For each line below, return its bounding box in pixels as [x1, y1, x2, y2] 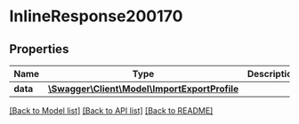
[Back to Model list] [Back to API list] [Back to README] [9, 105, 214, 116]
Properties [9, 42, 69, 57]
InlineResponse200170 [9, 6, 183, 27]
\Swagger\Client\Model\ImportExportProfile [47, 82, 238, 95]
